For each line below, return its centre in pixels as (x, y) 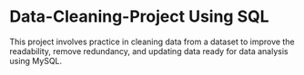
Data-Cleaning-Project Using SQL (140, 17)
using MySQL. (36, 61)
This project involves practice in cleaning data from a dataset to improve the (152, 42)
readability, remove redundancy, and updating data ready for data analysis (149, 51)
